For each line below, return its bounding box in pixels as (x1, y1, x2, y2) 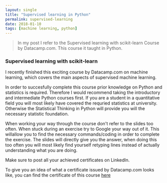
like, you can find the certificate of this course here (5, 172, 111, 178)
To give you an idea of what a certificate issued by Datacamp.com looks (5, 167, 154, 173)
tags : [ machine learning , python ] (5, 26, 78, 31)
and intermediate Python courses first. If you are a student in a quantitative (5, 95, 160, 101)
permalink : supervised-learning (5, 17, 73, 22)
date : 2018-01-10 (5, 21, 42, 27)
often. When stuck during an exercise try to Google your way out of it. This (5, 126, 159, 132)
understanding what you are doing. (5, 147, 78, 153)
